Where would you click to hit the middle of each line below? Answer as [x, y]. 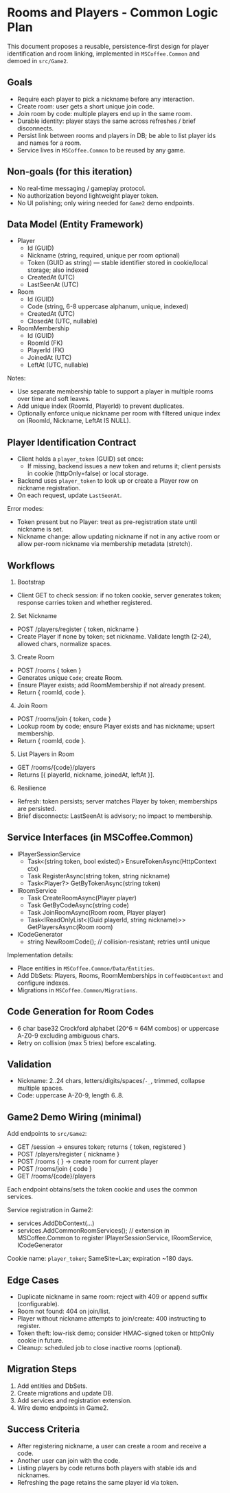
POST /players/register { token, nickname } [78, 629]
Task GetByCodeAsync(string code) [78, 905]
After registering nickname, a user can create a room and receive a [112, 1446]
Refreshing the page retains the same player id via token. [97, 1482]
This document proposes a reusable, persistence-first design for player [108, 46]
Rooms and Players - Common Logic [113, 13]
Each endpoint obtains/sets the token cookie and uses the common [102, 1189]
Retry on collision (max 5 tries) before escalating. [87, 1042]
